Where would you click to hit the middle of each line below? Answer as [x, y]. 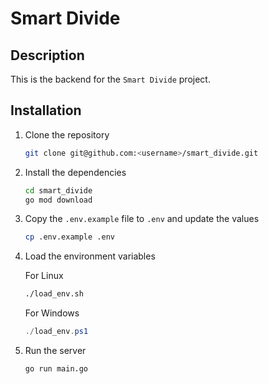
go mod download [58, 200]
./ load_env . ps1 [56, 332]
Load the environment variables [90, 256]
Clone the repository [67, 134]
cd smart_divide [58, 190]
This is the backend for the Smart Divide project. [110, 79]
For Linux [44, 276]
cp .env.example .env [69, 237]
